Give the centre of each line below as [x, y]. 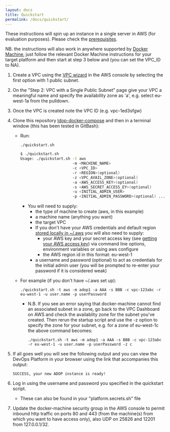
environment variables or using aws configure [91, 249]
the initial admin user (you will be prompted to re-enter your [97, 265]
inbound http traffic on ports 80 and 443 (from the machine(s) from [83, 414]
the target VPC [51, 222]
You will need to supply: [53, 206]
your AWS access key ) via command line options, [94, 244]
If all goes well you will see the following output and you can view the [85, 354]
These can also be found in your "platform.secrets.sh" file [80, 399]
